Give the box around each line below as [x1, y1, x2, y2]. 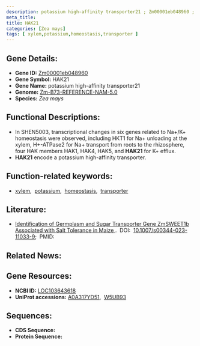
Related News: [6, 250, 62, 261]
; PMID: [35, 233, 55, 240]
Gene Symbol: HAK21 [14, 76, 69, 83]
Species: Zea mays [14, 94, 64, 102]
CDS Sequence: [14, 327, 56, 334]
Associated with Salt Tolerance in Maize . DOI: [14, 226, 131, 234]
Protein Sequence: [14, 333, 63, 340]
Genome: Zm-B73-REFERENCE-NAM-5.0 [14, 88, 118, 96]
